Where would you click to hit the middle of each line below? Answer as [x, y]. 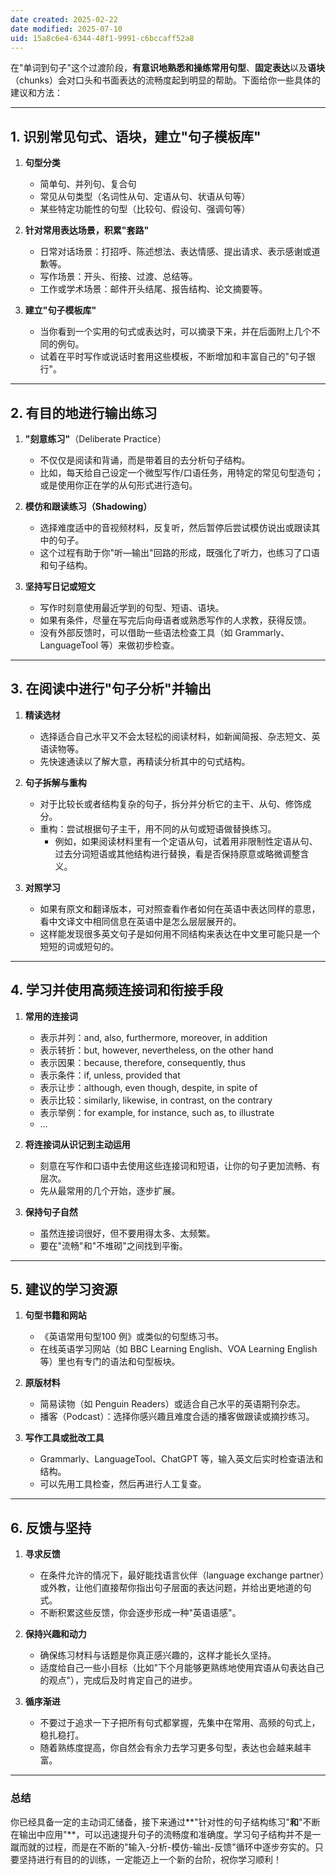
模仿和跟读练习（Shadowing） [88, 506]
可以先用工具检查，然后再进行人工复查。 [123, 1484]
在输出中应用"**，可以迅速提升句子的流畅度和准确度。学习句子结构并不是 [161, 1834]
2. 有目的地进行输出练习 [84, 412]
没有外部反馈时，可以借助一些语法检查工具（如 [136, 632]
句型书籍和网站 [55, 1315]
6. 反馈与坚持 [51, 1527]
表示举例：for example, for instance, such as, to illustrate [157, 1112]
